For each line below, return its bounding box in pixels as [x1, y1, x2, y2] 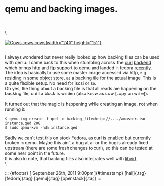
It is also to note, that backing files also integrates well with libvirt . [5, 155, 138, 161]
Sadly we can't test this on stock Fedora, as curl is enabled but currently [5, 135, 151, 140]
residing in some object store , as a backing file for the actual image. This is [5, 75, 156, 81]
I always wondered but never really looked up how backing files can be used [5, 54, 160, 60]
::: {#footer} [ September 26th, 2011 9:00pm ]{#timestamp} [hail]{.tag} [5, 170, 146, 176]
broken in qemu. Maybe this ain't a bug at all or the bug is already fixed [5, 139, 148, 145]
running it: [5, 106, 26, 112]
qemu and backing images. [5, 3, 117, 15]
